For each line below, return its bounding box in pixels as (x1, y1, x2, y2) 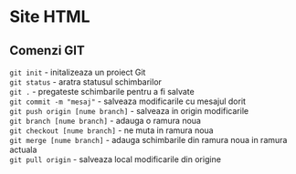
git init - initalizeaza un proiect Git (9, 67, 146, 77)
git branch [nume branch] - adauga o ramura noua (9, 116, 201, 126)
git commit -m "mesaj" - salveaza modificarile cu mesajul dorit (9, 96, 247, 107)
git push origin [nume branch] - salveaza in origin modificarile (9, 106, 249, 116)
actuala (9, 144, 37, 155)
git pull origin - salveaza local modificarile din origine (9, 154, 222, 165)
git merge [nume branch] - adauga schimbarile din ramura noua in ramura (9, 135, 288, 145)
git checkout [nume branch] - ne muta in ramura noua (9, 125, 214, 136)
